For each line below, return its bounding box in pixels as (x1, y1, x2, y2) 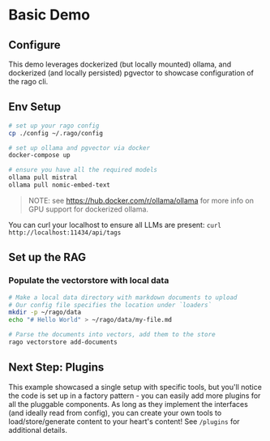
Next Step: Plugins (8, 361, 105, 375)
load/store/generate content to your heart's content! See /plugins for (8, 416, 241, 426)
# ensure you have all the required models (8, 166, 158, 174)
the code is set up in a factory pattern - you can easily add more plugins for (8, 391, 261, 400)
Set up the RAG (8, 250, 87, 264)
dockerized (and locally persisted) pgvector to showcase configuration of (8, 68, 254, 78)
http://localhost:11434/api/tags (8, 229, 122, 237)
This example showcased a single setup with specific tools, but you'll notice (8, 382, 262, 392)
